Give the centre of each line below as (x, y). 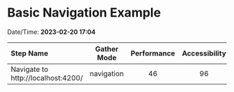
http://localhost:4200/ (47, 77)
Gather (107, 48)
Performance (153, 53)
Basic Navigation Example (84, 13)
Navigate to (30, 69)
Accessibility (204, 53)
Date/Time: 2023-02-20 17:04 (52, 32)
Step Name (30, 53)
